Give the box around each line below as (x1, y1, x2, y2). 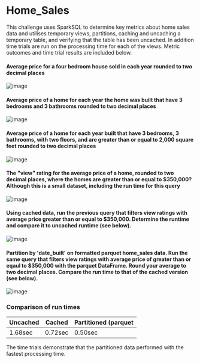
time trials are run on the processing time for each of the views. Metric (6, 43, 180, 50)
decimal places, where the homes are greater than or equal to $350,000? (6, 176, 192, 183)
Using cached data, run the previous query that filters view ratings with (6, 209, 187, 217)
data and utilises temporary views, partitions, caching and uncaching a (6, 29, 181, 37)
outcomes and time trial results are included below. (6, 49, 132, 56)
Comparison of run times (6, 303, 81, 311)
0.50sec (74, 328, 98, 337)
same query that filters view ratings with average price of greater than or (6, 256, 192, 263)
